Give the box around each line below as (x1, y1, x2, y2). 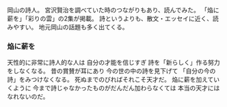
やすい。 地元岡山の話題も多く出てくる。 (12, 23, 129, 31)
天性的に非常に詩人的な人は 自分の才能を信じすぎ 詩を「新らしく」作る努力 (7, 59, 220, 67)
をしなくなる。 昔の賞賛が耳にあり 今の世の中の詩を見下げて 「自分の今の (7, 67, 216, 75)
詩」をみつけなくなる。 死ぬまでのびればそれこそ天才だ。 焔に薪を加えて (7, 76, 214, 84)
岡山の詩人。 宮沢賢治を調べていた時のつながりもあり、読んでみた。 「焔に (7, 6, 220, 14)
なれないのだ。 (7, 93, 49, 101)
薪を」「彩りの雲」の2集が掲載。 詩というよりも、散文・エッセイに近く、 (7, 14, 213, 22)
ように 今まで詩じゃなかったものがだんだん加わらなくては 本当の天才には (12, 84, 220, 92)
